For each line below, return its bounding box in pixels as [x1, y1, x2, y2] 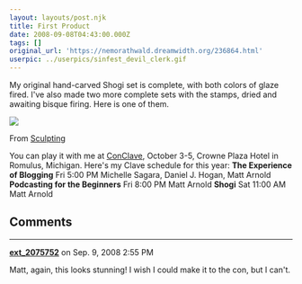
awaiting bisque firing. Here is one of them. [9, 99, 169, 109]
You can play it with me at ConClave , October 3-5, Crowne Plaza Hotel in [9, 150, 279, 161]
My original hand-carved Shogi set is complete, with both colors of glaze [9, 80, 280, 90]
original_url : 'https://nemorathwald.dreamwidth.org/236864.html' [9, 47, 263, 56]
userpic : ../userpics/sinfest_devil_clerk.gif [9, 55, 187, 64]
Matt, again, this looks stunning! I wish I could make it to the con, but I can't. [9, 264, 290, 275]
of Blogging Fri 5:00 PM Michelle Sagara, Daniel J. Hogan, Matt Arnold [9, 170, 271, 180]
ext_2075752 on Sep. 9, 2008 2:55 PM [9, 246, 155, 257]
